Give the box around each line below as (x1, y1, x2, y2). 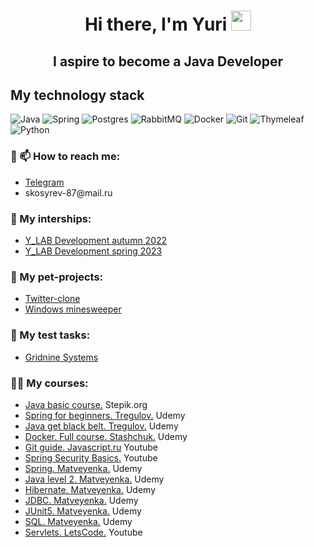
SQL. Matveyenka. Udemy (24, 515, 133, 527)
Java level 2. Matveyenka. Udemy (24, 473, 165, 485)
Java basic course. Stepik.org (24, 398, 148, 410)
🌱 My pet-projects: (10, 270, 104, 284)
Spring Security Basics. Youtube (24, 451, 158, 464)
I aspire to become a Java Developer (53, 53, 283, 70)
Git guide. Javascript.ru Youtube (24, 441, 158, 453)
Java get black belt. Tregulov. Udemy (24, 420, 179, 432)
